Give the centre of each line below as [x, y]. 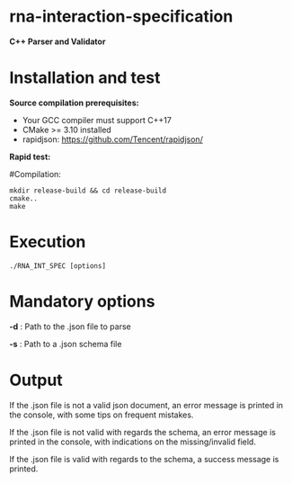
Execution [48, 242]
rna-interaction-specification [121, 17]
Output [36, 380]
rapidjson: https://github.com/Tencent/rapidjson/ [113, 139]
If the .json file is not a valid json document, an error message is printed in [146, 405]
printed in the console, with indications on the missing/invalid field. [133, 442]
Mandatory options [82, 301]
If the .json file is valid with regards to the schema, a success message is [144, 459]
